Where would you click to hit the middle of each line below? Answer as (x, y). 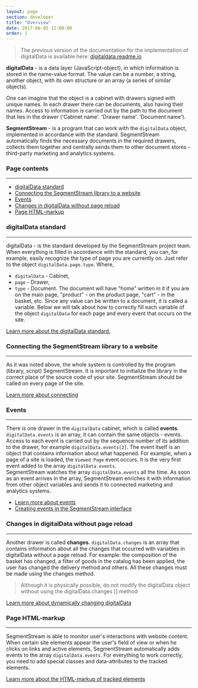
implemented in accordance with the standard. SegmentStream (83, 135)
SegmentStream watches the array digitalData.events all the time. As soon (98, 472)
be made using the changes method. (51, 573)
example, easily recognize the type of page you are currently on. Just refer (97, 258)
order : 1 (17, 34)
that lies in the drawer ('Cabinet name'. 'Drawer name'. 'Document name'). (96, 117)
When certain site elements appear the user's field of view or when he (91, 642)
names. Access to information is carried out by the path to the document (94, 111)
